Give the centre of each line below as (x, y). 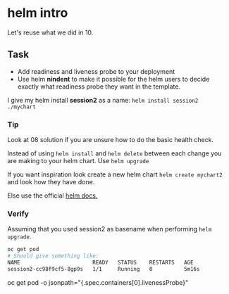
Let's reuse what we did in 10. (50, 32)
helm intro (38, 13)
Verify (18, 214)
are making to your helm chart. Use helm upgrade (78, 161)
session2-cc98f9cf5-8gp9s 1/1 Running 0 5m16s (104, 269)
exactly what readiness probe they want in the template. (99, 87)
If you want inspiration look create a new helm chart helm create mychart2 (115, 174)
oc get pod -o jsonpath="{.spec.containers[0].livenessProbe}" (98, 282)
